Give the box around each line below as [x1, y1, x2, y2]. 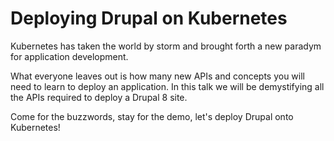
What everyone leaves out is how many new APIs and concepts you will [10, 70, 306, 82]
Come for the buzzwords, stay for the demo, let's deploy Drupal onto [10, 110, 294, 122]
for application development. [10, 50, 129, 62]
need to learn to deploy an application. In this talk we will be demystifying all [10, 80, 325, 92]
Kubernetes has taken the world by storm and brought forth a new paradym [10, 40, 322, 52]
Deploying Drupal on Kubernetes [10, 7, 288, 30]
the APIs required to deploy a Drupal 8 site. [10, 91, 188, 103]
